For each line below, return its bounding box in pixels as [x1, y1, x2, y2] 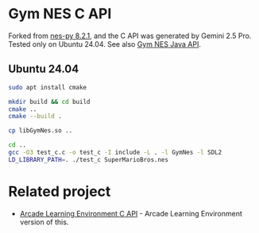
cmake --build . [8, 113, 62, 120]
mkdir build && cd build [8, 97, 91, 105]
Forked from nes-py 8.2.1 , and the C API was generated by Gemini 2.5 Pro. [8, 31, 252, 40]
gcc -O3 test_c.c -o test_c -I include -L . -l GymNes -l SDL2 [8, 148, 222, 156]
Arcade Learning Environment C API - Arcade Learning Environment [19, 208, 242, 218]
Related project [8, 182, 111, 201]
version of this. [19, 217, 69, 227]
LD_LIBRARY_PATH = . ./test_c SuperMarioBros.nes [8, 155, 169, 163]
